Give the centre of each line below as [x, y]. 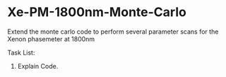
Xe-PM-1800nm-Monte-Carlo [97, 12]
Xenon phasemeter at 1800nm [51, 38]
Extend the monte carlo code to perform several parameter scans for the [113, 31]
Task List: [21, 52]
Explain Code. [38, 66]
